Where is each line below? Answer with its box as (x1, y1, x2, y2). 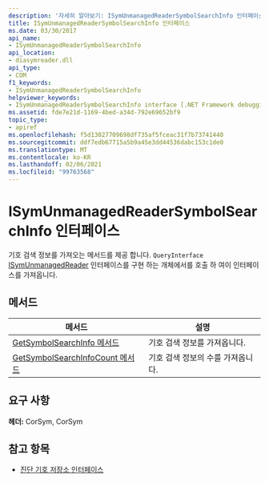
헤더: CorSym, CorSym (8, 416, 83, 426)
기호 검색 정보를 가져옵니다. (148, 337, 246, 348)
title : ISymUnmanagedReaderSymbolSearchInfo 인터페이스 (8, 19, 191, 27)
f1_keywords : (8, 78, 52, 86)
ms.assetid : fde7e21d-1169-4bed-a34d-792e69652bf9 (8, 109, 181, 117)
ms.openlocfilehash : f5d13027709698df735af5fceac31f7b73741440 (8, 131, 224, 139)
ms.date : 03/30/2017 (8, 26, 78, 34)
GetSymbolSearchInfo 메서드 (12, 337, 120, 348)
